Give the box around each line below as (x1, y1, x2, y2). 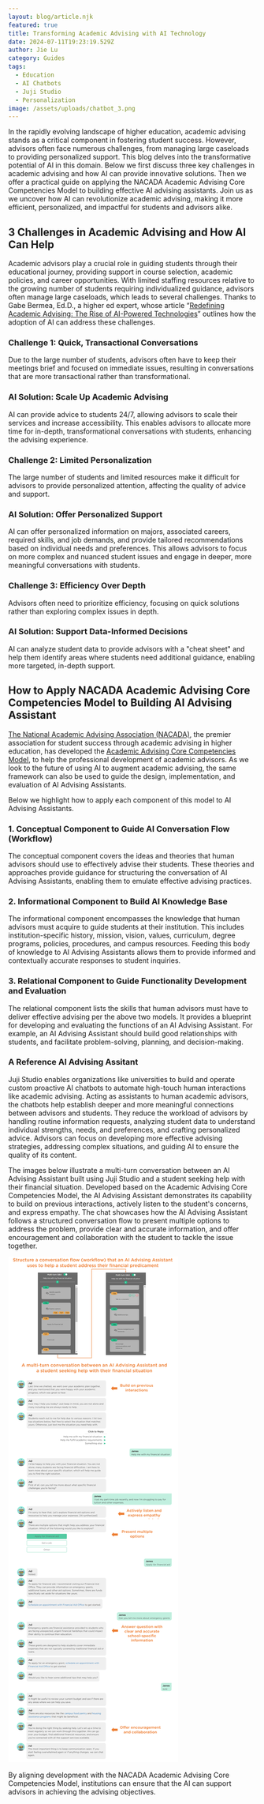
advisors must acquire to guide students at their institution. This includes (8, 923, 244, 932)
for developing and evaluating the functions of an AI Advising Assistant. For (8, 1020, 254, 1030)
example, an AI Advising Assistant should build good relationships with (8, 1028, 238, 1038)
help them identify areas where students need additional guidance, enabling (8, 652, 255, 662)
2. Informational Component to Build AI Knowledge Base (8, 896, 228, 907)
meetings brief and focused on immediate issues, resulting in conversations (8, 363, 255, 373)
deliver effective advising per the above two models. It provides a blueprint (8, 1012, 251, 1021)
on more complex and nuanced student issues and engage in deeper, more (8, 552, 252, 562)
